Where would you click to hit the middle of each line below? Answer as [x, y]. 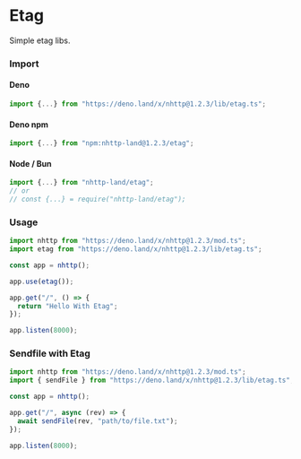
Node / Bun [30, 163]
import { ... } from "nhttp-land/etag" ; [82, 183]
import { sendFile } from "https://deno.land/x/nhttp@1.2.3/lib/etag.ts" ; [152, 381]
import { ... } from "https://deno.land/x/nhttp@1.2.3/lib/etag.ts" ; [138, 104]
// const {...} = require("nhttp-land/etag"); [98, 199]
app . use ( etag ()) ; [42, 281]
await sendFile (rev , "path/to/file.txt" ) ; [98, 421]
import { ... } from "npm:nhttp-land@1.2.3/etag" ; [102, 143]
